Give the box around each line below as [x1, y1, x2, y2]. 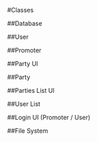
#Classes [7, 6, 34, 14]
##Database [7, 19, 43, 27]
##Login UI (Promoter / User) [7, 114, 91, 121]
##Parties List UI [7, 87, 55, 94]
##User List [7, 100, 41, 108]
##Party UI [7, 60, 38, 68]
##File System [7, 127, 48, 134]
